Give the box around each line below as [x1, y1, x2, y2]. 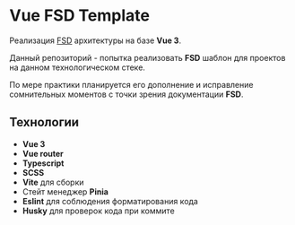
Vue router [22, 148, 65, 159]
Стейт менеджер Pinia [22, 186, 109, 197]
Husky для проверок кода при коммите [22, 205, 175, 216]
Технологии [9, 115, 79, 130]
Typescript [22, 158, 65, 169]
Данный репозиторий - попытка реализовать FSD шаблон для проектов [9, 52, 286, 63]
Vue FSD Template [9, 5, 151, 26]
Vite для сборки [22, 177, 84, 187]
